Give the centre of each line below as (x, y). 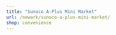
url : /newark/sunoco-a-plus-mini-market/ (58, 17)
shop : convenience (29, 23)
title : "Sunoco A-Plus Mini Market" (51, 12)
